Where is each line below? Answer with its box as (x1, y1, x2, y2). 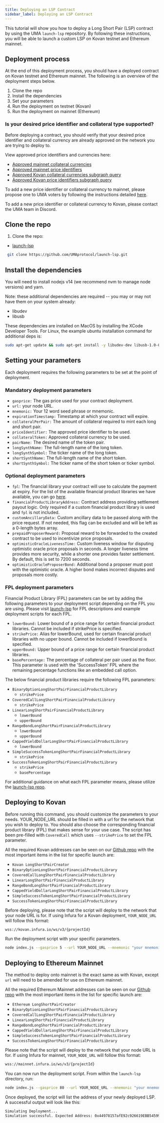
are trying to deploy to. (5, 142, 51, 148)
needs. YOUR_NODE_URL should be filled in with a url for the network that (5, 816, 154, 822)
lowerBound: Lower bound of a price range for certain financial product (12, 620, 155, 626)
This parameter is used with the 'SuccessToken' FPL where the (12, 662, 139, 668)
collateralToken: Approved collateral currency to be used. (12, 434, 131, 440)
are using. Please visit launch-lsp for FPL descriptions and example (5, 605, 141, 612)
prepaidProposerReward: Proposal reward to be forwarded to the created (12, 530, 158, 536)
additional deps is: (5, 333, 42, 339)
